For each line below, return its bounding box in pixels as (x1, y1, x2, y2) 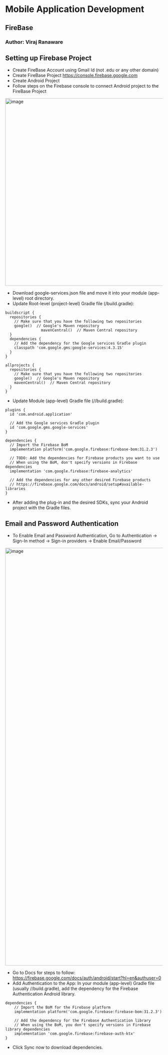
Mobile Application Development (5, 4, 144, 15)
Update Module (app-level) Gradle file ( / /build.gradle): (12, 398, 124, 404)
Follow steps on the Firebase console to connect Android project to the (12, 83, 159, 89)
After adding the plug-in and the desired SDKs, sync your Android (12, 499, 148, 506)
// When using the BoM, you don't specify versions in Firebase (14, 1022, 151, 1027)
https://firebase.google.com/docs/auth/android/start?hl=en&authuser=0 (12, 975, 161, 981)
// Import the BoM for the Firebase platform (14, 1005, 111, 1010)
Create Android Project (12, 78, 60, 84)
